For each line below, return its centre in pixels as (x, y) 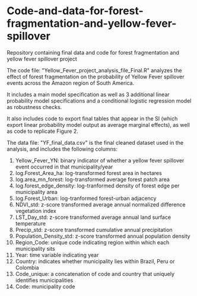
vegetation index (36, 211)
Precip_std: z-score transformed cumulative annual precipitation (94, 230)
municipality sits (35, 249)
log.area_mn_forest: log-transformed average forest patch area (92, 179)
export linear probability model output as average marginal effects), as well (99, 125)
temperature (31, 223)
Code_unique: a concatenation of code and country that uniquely (95, 273)
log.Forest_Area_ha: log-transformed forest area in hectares (88, 173)
